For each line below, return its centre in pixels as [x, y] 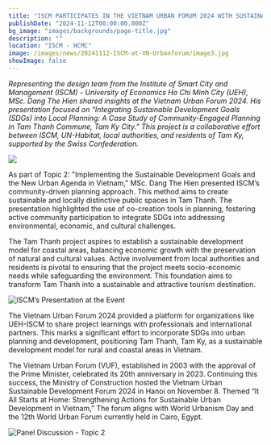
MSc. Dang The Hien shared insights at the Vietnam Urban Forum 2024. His [135, 101]
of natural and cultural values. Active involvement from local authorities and [134, 258]
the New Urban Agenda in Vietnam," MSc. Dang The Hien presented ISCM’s [134, 183]
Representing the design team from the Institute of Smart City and [118, 83]
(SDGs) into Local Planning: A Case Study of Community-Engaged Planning [134, 118]
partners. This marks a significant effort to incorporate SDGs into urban [127, 332]
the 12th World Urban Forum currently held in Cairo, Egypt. [106, 417]
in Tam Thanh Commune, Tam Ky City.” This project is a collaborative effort [134, 127]
